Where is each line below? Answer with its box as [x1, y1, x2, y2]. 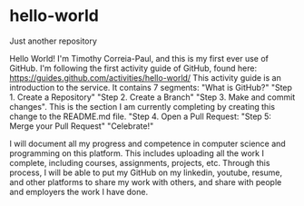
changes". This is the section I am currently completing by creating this [9, 101, 275, 112]
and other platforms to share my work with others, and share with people [9, 176, 282, 187]
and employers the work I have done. [9, 186, 148, 197]
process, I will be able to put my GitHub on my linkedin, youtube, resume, [9, 167, 283, 178]
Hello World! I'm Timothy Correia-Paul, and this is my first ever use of [9, 53, 270, 64]
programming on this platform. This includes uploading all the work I [9, 147, 265, 159]
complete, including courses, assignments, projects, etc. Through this [9, 157, 270, 168]
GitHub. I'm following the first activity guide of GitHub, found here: [9, 63, 257, 74]
